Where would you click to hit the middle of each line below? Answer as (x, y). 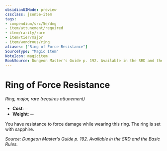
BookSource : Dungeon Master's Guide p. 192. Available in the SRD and (80, 61)
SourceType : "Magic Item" (32, 51)
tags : (11, 19)
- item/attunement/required (34, 28)
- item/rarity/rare (25, 33)
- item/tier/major (24, 38)
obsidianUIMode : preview (31, 10)
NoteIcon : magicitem (27, 56)
